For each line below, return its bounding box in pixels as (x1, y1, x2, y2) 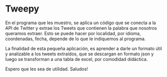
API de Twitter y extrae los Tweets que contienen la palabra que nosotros (5, 25, 157, 31)
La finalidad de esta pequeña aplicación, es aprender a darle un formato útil (5, 45, 162, 51)
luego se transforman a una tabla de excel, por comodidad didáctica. (5, 56, 148, 62)
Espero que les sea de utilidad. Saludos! (5, 66, 88, 72)
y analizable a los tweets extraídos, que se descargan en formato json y (5, 51, 154, 57)
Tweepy (5, 3, 39, 15)
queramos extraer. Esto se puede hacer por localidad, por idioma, (5, 30, 141, 36)
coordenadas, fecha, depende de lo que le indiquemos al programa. (5, 36, 146, 42)
